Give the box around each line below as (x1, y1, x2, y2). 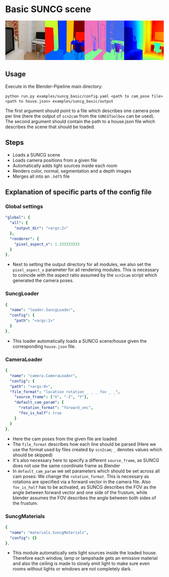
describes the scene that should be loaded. (5, 124, 96, 130)
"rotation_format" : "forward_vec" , (18, 405, 94, 410)
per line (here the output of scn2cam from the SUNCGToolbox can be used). (5, 113, 155, 119)
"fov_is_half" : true (18, 410, 62, 416)
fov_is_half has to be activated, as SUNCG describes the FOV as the (12, 484, 157, 490)
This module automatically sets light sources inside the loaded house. (12, 550, 157, 556)
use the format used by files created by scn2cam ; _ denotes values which (12, 446, 162, 452)
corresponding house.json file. (12, 343, 76, 349)
